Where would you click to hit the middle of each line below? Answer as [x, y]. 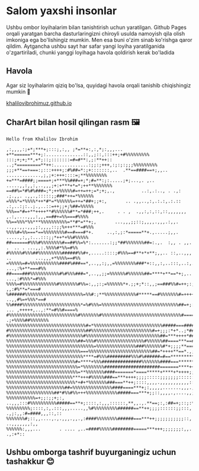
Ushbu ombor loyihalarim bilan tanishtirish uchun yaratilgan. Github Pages [96, 27]
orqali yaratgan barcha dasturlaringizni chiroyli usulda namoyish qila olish [96, 33]
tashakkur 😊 [30, 461]
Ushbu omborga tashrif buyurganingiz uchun [91, 452]
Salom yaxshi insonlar [62, 11]
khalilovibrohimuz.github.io [39, 103]
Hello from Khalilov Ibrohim [42, 139]
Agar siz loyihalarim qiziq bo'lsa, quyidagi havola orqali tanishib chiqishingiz [99, 85]
